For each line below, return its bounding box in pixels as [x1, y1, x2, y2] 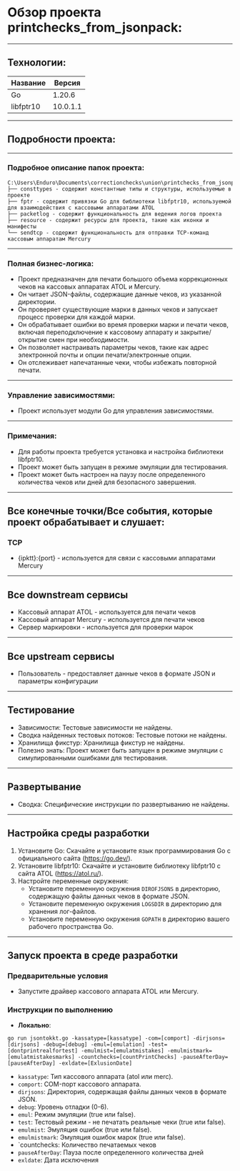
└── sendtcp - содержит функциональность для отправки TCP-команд [7, 229, 209, 236]
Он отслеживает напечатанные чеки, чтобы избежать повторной [17, 358, 217, 367]
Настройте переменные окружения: [17, 876, 129, 885]
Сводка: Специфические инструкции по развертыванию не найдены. [17, 800, 230, 808]
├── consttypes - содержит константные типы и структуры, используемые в [7, 185, 232, 193]
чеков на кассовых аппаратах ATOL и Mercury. [17, 283, 161, 291]
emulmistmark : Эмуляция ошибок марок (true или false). [17, 1133, 186, 1142]
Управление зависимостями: [7, 391, 116, 401]
